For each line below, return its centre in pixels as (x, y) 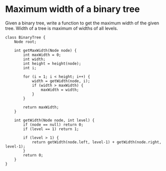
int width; (34, 59)
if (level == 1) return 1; (51, 129)
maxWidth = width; (60, 90)
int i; (30, 68)
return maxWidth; (41, 107)
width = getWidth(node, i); (61, 81)
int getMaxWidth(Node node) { (46, 50)
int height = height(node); (52, 63)
